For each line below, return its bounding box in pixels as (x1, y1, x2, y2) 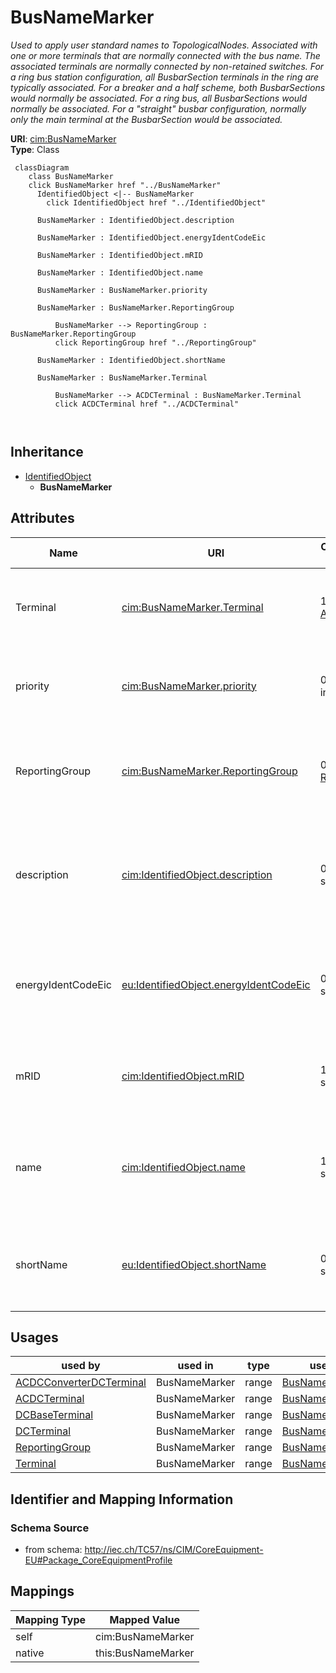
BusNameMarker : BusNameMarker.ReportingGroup (36, 302, 235, 313)
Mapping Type (15, 1612, 86, 1626)
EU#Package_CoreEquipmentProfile (24, 1554, 173, 1566)
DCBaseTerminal (15, 1408, 94, 1422)
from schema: (24, 1544, 83, 1556)
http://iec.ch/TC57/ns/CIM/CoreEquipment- (84, 1544, 264, 1556)
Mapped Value (109, 1612, 180, 1626)
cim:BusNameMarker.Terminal (121, 600, 264, 614)
